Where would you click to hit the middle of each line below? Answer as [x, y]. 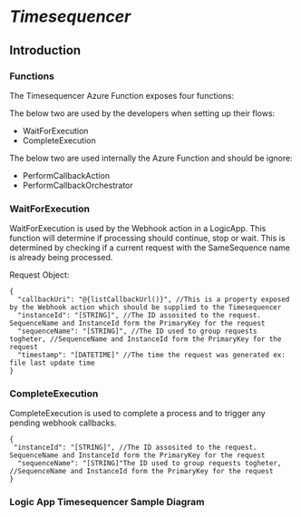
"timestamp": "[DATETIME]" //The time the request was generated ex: [151, 356]
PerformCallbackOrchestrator [78, 185]
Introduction [45, 50]
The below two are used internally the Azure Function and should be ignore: [151, 158]
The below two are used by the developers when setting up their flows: [142, 113]
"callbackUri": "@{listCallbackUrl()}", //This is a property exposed [154, 300]
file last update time [52, 363]
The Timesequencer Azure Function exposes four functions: [121, 95]
